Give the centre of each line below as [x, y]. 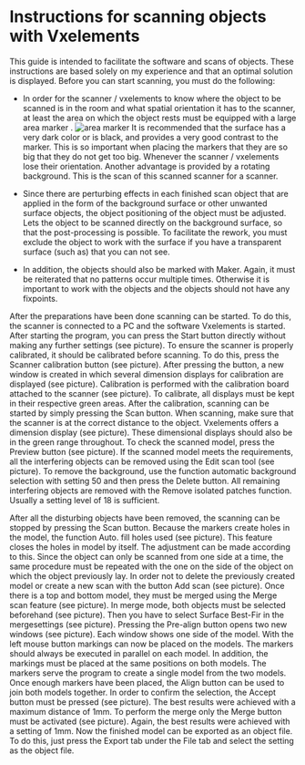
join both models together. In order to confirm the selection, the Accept [142, 692]
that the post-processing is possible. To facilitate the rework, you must [155, 232]
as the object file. [42, 750]
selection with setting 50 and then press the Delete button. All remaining [145, 481]
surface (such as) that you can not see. [96, 252]
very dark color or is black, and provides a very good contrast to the [151, 137]
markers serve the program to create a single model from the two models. [148, 673]
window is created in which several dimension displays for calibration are [147, 374]
